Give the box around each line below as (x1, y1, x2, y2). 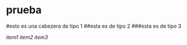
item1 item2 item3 (6, 33, 48, 40)
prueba (6, 3, 42, 17)
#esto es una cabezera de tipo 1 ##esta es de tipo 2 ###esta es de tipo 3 (6, 22, 182, 29)
